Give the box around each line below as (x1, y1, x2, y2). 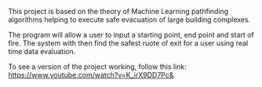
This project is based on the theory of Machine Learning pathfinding (8, 7, 229, 16)
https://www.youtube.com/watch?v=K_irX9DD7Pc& (8, 71, 174, 79)
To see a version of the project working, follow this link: (8, 62, 187, 71)
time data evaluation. (8, 47, 76, 56)
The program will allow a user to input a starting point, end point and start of (8, 31, 255, 39)
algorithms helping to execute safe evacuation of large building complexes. (8, 15, 251, 24)
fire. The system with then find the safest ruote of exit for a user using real (8, 38, 249, 48)
